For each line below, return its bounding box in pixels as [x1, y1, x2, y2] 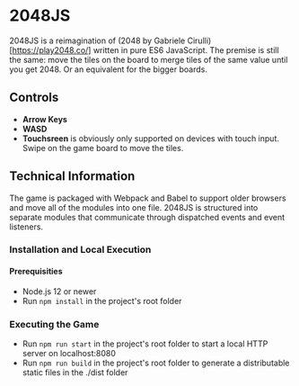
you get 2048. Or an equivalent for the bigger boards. [9, 64, 208, 75]
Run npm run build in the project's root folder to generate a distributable [22, 357, 290, 368]
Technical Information [9, 168, 136, 184]
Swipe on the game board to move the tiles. [22, 142, 184, 153]
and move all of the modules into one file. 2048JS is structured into [9, 202, 259, 212]
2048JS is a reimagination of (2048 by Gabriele [9, 35, 186, 46]
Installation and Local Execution [9, 244, 152, 256]
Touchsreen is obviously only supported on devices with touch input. [22, 132, 280, 144]
